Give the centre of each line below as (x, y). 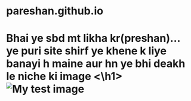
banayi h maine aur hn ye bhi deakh (96, 64)
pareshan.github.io (55, 11)
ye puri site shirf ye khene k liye (87, 51)
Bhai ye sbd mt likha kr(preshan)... (93, 39)
